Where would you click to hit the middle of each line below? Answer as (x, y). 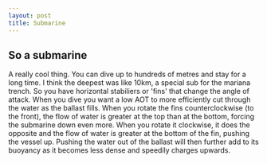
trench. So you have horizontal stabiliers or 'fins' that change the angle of (129, 91)
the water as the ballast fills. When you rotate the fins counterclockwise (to (131, 108)
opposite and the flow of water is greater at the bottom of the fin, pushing (129, 134)
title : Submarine (37, 23)
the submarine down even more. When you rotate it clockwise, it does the (129, 125)
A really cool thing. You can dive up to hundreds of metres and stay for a (128, 74)
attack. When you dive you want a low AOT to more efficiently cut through (130, 99)
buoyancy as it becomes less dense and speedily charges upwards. (120, 150)
